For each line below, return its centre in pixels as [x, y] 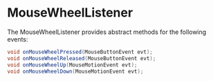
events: [18, 39]
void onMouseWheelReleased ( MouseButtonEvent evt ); [82, 58]
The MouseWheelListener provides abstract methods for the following [107, 32]
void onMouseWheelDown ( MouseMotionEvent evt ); [75, 71]
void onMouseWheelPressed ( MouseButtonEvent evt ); [80, 52]
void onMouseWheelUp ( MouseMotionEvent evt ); [72, 65]
